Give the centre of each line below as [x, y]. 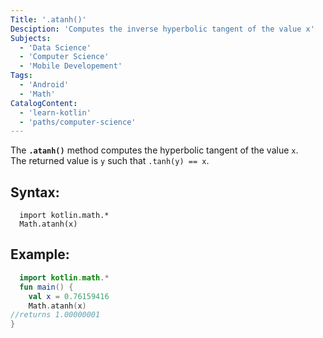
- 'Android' [44, 85]
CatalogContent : [44, 103]
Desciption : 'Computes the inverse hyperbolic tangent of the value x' [162, 29]
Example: [40, 254]
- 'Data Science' [55, 47]
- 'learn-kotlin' [55, 112]
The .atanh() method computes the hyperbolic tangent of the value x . [154, 150]
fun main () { [46, 287]
